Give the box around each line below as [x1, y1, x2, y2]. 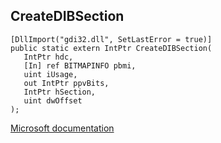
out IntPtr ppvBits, [23, 78, 110, 88]
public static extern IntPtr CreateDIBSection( [10, 43, 213, 53]
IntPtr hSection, [23, 87, 97, 97]
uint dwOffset [23, 95, 83, 106]
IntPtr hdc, [23, 52, 74, 62]
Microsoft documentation [10, 122, 115, 134]
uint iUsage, [23, 69, 78, 79]
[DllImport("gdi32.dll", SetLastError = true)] [10, 34, 213, 44]
